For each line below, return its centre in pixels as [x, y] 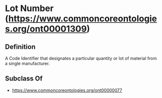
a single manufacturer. [27, 63]
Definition [20, 47]
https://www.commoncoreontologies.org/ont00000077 [67, 90]
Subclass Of [24, 78]
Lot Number [29, 8]
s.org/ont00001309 [46, 29]
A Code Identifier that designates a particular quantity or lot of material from [81, 58]
